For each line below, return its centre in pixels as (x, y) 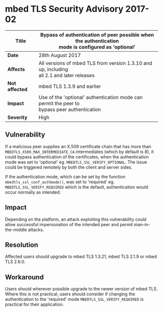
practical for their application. (34, 304)
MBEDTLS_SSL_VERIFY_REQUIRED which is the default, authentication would (77, 187)
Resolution (22, 245)
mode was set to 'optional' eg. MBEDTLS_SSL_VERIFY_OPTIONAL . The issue (76, 162)
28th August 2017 (60, 55)
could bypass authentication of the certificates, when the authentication (77, 156)
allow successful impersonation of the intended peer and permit (69, 224)
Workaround (24, 277)
